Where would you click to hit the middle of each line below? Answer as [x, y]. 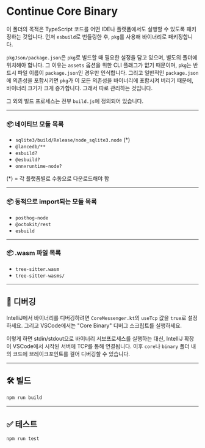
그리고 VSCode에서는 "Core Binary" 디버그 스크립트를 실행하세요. [103, 325]
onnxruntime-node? [38, 167]
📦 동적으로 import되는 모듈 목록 [52, 202]
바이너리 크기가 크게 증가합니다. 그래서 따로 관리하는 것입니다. [80, 88]
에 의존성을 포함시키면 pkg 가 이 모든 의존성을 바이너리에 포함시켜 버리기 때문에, [100, 80]
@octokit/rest [33, 224]
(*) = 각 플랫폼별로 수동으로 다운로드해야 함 [58, 178]
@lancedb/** [30, 147]
